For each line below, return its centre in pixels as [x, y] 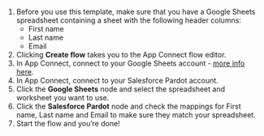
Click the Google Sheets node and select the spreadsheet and [121, 89]
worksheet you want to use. [63, 98]
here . [25, 72]
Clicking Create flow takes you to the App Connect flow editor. [121, 55]
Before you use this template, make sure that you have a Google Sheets [136, 12]
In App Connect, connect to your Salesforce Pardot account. [117, 81]
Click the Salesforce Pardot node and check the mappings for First [128, 106]
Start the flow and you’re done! [68, 123]
